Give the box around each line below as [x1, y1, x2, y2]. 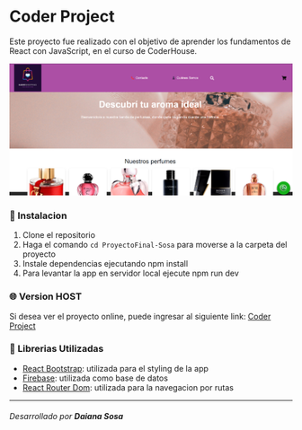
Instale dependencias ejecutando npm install [22, 259, 189, 269]
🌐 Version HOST [9, 290, 83, 303]
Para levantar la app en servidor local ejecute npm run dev [22, 268, 240, 279]
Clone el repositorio [22, 230, 96, 241]
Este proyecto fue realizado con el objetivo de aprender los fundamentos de [9, 36, 291, 47]
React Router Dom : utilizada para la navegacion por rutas [22, 382, 234, 392]
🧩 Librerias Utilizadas [9, 343, 104, 355]
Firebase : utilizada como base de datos [22, 373, 169, 383]
